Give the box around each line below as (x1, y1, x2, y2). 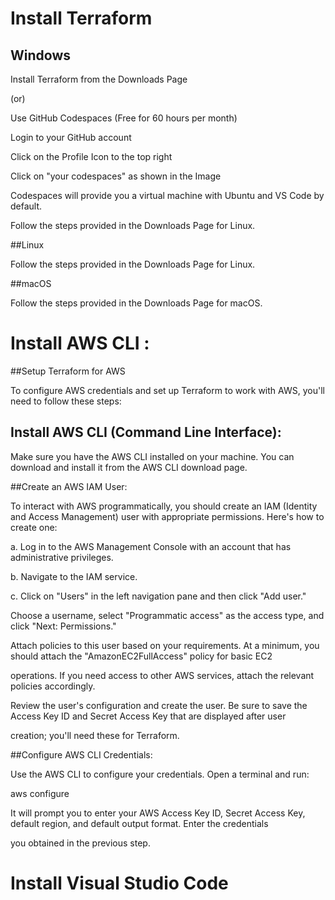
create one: (10, 521, 58, 533)
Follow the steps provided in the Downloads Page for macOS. (10, 297, 263, 309)
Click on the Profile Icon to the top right (10, 151, 173, 162)
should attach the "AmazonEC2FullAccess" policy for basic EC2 (10, 650, 273, 662)
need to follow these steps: (10, 395, 122, 407)
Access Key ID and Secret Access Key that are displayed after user (10, 710, 287, 722)
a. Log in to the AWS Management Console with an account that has (10, 540, 292, 552)
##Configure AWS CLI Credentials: (10, 748, 153, 761)
